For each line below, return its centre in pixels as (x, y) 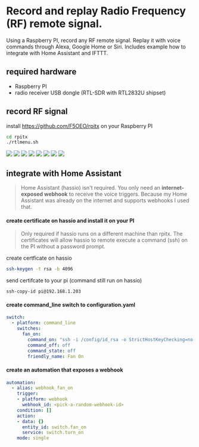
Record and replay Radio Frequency (96, 11)
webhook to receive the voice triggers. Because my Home (116, 194)
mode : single (33, 438)
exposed (32, 194)
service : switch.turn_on (53, 433)
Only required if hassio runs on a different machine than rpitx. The (102, 234)
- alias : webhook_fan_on (42, 388)
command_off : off (49, 345)
